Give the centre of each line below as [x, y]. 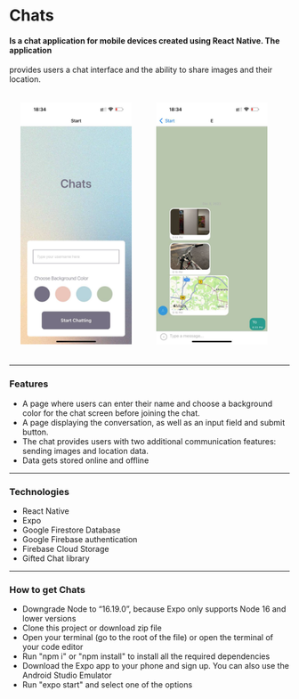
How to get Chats [48, 589]
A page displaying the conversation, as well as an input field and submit [154, 422]
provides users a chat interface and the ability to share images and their [141, 70]
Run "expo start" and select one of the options [107, 685]
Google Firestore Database [71, 530]
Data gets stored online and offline [85, 460]
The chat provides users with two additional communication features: [149, 441]
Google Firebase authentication [80, 539]
